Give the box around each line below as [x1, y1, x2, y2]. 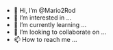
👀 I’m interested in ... [13, 14, 72, 22]
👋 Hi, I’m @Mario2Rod [13, 7, 76, 14]
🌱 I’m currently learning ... [13, 21, 87, 28]
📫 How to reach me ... [13, 36, 77, 43]
